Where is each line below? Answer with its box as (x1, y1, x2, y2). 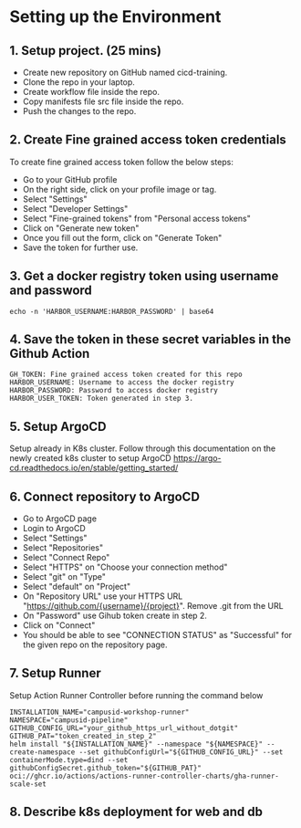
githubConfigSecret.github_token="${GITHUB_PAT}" (9, 763, 202, 772)
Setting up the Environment (9, 6, 222, 27)
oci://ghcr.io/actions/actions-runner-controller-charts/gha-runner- (9, 771, 280, 781)
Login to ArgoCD (22, 523, 87, 534)
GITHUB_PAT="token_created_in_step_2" (9, 731, 157, 740)
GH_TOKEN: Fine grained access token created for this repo (9, 370, 244, 380)
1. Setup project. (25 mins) (9, 43, 162, 58)
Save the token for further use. (22, 242, 139, 253)
